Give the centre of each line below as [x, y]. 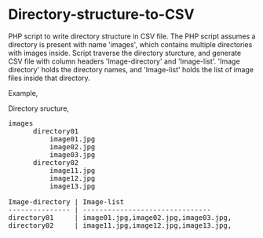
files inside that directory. [49, 78]
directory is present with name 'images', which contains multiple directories [130, 44]
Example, [23, 93]
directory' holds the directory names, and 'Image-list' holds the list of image [131, 69]
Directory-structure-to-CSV [101, 15]
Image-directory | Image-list [66, 201]
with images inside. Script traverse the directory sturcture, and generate [125, 53]
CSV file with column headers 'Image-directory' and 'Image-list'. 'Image [124, 61]
